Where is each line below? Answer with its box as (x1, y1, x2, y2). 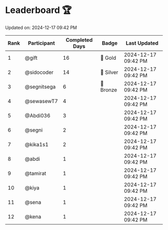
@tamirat (24, 170, 46, 177)
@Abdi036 (24, 112, 51, 119)
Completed (65, 36, 93, 43)
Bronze (100, 86, 117, 93)
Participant (27, 39, 55, 46)
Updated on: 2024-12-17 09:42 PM (5, 24, 77, 31)
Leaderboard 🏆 (5, 5, 72, 16)
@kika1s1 (24, 141, 49, 148)
